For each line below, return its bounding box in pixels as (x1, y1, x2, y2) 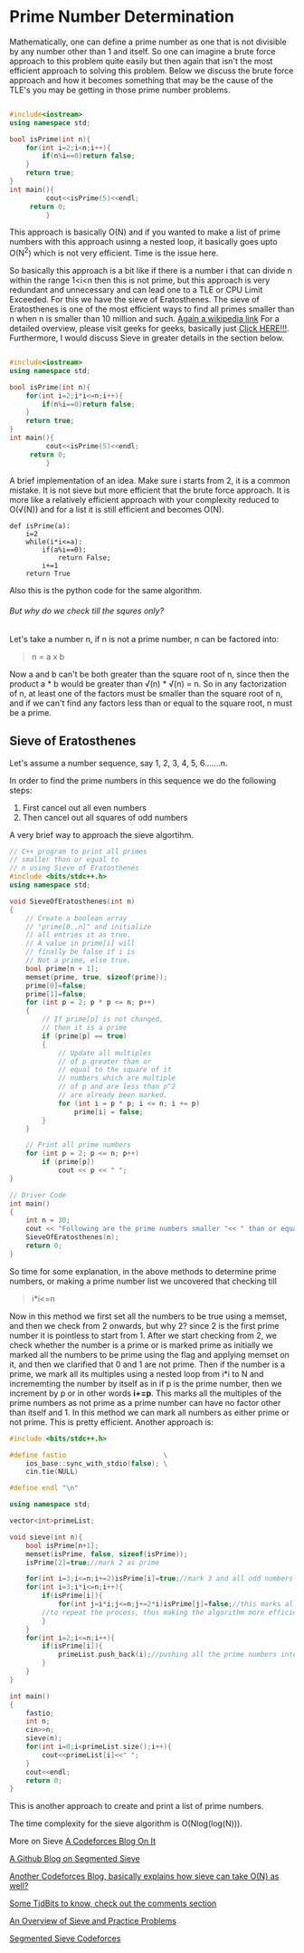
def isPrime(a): (9, 521, 71, 531)
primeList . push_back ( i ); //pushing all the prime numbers (57, 1650, 278, 1660)
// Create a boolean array (25, 913, 128, 923)
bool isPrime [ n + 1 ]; (25, 1541, 100, 1550)
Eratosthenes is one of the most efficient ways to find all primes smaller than (9, 303, 295, 314)
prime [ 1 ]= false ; (25, 989, 88, 998)
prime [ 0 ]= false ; (25, 981, 88, 990)
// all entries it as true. (25, 930, 131, 939)
